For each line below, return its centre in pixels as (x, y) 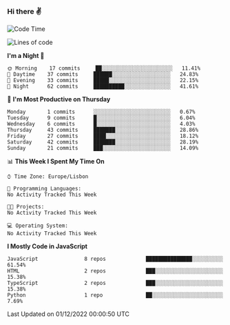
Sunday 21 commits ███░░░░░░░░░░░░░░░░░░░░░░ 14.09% (103, 148)
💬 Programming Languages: (44, 189)
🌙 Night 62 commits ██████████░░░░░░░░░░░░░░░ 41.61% (103, 87)
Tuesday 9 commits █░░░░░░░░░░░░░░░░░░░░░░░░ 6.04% (101, 118)
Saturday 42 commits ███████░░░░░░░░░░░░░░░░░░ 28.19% (103, 142)
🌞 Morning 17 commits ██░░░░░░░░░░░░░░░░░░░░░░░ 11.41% (104, 68)
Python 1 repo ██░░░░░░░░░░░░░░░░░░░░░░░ (115, 295)
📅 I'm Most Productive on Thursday (59, 99)
